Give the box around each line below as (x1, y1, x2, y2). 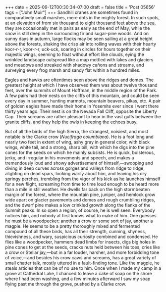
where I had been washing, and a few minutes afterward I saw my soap (5, 276, 151, 282)
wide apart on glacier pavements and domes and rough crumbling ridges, (5, 197, 155, 202)
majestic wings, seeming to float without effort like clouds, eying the (5, 51, 145, 57)
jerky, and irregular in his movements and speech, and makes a (5, 155, 134, 160)
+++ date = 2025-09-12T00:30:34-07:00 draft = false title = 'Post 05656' (5, 4, 155, 10)
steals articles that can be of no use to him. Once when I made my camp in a (5, 265, 162, 271)
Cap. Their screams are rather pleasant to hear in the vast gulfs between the (5, 114, 161, 119)
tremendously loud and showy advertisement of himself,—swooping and (5, 160, 153, 166)
